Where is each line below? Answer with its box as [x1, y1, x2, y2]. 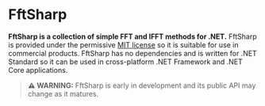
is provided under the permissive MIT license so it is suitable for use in [8, 40, 240, 49]
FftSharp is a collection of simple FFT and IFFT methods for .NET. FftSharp [8, 32, 258, 41]
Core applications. [8, 65, 68, 74]
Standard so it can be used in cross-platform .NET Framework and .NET [8, 57, 244, 66]
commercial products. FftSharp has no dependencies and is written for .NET [8, 48, 258, 58]
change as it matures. [27, 89, 99, 98]
